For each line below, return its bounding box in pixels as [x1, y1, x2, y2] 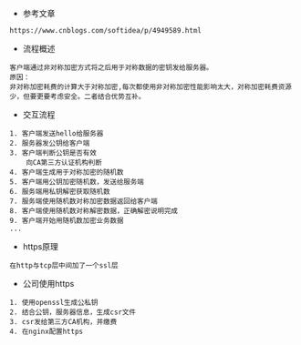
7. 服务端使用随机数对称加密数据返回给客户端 [9, 197, 158, 206]
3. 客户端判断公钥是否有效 [9, 148, 98, 157]
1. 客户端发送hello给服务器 [9, 129, 104, 138]
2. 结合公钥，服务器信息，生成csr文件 [9, 308, 137, 317]
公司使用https [22, 279, 75, 289]
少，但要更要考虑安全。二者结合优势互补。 [9, 92, 146, 101]
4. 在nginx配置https [9, 327, 84, 336]
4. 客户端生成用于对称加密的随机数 [9, 167, 124, 177]
